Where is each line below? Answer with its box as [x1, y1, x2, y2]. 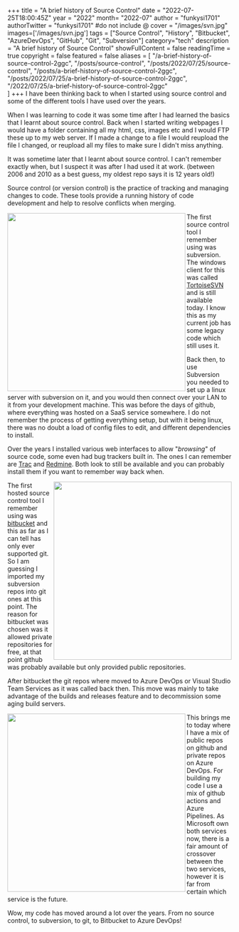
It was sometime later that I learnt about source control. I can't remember [7, 155, 222, 163]
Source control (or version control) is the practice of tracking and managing [7, 184, 229, 192]
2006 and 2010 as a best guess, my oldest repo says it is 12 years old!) [7, 170, 215, 178]
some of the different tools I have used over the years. [7, 97, 166, 105]
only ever [7, 542, 35, 550]
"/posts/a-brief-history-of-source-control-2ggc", [33, 67, 177, 75]
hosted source [7, 489, 50, 497]
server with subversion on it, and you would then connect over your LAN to [7, 393, 228, 401]
